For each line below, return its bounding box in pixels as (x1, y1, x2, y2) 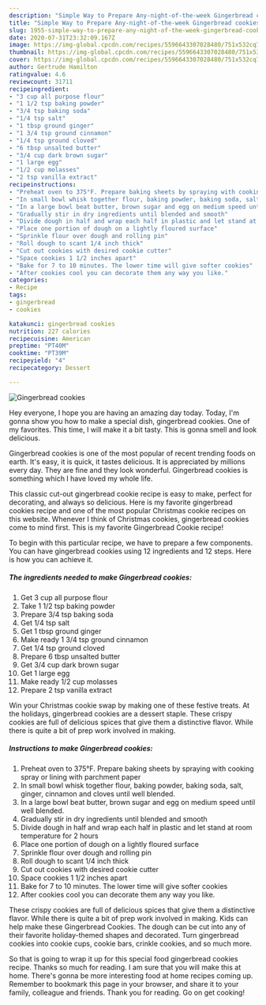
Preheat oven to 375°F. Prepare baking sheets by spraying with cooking (20, 764, 255, 773)
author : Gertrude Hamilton (9, 63, 98, 71)
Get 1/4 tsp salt (20, 618, 70, 627)
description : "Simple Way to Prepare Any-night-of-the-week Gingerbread (9, 11, 253, 20)
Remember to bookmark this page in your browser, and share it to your (9, 979, 239, 988)
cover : (9, 56, 31, 64)
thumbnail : (9, 48, 45, 56)
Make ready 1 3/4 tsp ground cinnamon (20, 634, 148, 644)
